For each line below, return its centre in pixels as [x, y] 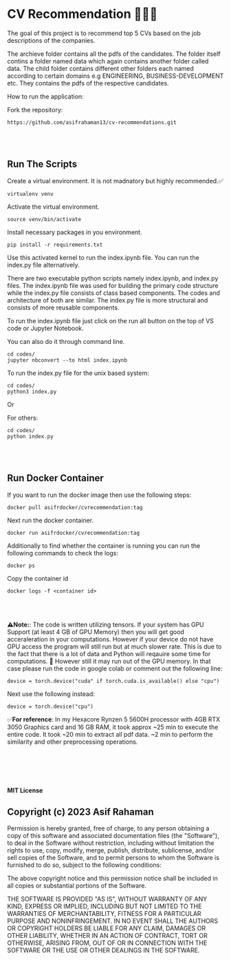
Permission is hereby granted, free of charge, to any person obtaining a [108, 828]
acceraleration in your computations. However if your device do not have [110, 639]
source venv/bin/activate [44, 219]
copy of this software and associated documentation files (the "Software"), [113, 836]
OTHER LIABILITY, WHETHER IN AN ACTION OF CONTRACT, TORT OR [107, 936]
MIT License [25, 790]
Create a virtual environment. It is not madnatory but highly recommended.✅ [115, 181]
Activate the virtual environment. [53, 207]
